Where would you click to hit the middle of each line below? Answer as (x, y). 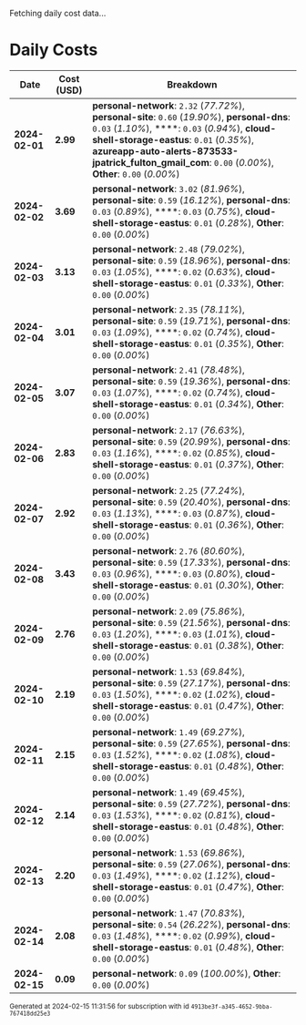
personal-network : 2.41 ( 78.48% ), (169, 370)
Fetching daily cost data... (58, 13)
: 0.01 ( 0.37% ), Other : (237, 464)
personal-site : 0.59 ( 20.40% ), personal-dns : (192, 502)
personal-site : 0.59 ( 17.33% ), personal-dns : (192, 562)
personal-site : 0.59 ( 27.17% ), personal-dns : (192, 682)
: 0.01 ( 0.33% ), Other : (237, 283)
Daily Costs (54, 50)
